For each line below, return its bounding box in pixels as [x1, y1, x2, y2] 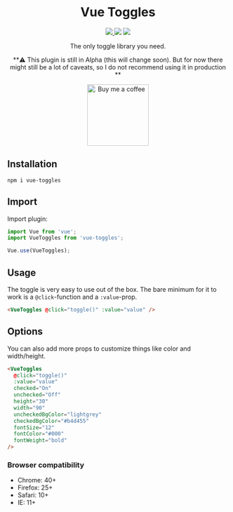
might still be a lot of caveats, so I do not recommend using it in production [9, 62, 227, 71]
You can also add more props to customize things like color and [7, 344, 192, 353]
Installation [7, 159, 58, 170]
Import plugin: [7, 215, 48, 223]
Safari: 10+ [17, 491, 49, 499]
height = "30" [13, 398, 49, 405]
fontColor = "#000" [13, 431, 65, 438]
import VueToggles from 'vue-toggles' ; [7, 234, 124, 242]
